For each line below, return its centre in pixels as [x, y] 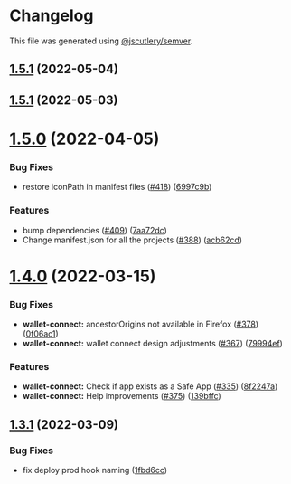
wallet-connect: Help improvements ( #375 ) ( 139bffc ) [122, 396]
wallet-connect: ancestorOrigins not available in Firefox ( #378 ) [141, 324]
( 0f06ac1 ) [40, 333]
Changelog [52, 16]
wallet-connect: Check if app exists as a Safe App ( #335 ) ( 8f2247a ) [150, 386]
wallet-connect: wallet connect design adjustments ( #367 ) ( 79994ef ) [152, 343]
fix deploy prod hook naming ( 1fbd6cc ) [95, 470]
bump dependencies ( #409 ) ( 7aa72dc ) [94, 230]
